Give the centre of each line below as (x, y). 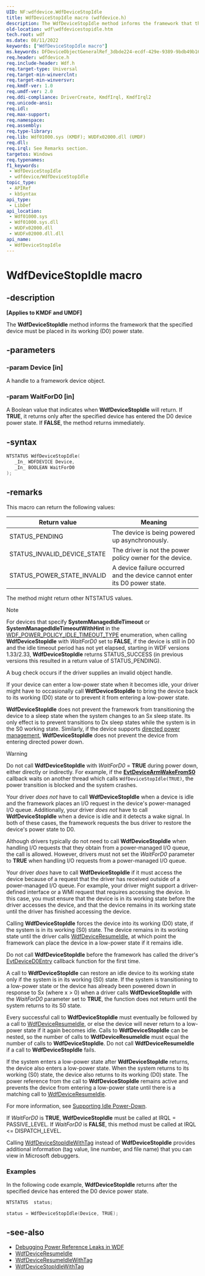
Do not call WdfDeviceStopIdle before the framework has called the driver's (102, 954)
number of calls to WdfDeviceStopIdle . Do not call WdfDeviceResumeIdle (100, 1043)
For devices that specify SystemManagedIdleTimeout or (78, 622)
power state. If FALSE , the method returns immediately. (76, 423)
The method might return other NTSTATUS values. (70, 598)
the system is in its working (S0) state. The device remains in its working (97, 929)
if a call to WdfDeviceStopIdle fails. (51, 1050)
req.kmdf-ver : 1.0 (30, 86)
